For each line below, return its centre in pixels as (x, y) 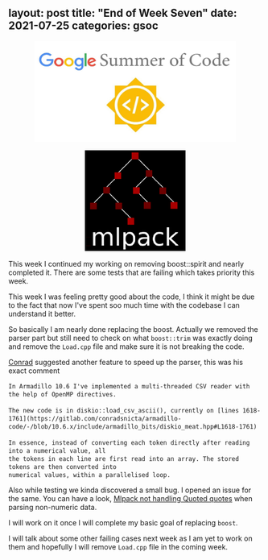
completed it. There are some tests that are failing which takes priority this (132, 272)
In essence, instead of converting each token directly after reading (129, 442)
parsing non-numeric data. (53, 507)
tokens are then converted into (62, 467)
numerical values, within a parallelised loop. (90, 475)
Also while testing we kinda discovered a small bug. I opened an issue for (130, 490)
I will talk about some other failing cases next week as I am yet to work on (130, 538)
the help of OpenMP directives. (62, 394)
